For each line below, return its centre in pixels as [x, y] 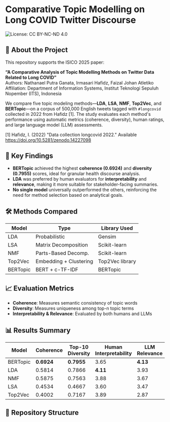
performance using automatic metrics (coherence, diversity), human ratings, [85, 119]
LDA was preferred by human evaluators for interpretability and [79, 179]
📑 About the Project [37, 50]
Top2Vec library [117, 262]
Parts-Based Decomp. [62, 253]
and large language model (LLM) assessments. [54, 124]
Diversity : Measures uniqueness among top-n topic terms [73, 308]
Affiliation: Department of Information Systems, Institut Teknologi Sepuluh [82, 88]
